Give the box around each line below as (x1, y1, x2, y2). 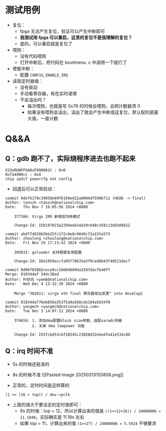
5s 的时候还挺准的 (12, 361, 50, 367)
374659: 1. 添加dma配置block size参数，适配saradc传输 (14, 318, 122, 323)
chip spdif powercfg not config (5, 176, 72, 181)
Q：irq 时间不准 (5, 347, 53, 355)
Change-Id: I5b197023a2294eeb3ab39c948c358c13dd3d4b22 (14, 223, 131, 228)
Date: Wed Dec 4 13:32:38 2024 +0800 (5, 281, 88, 287)
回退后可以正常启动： (12, 185, 56, 192)
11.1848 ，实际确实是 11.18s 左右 (19, 414, 85, 420)
